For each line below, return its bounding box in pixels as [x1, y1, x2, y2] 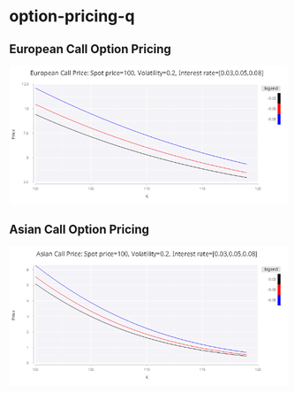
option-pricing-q [9, 6, 135, 27]
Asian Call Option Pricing [9, 222, 150, 237]
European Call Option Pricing [9, 42, 172, 57]
